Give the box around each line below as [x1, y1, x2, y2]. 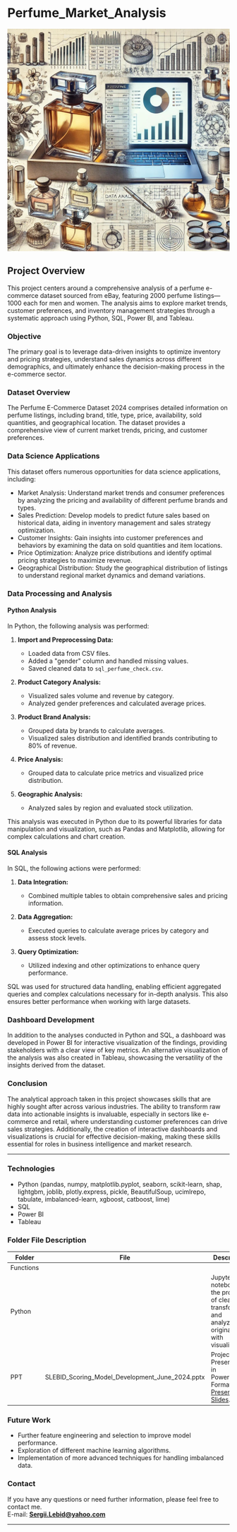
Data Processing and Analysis [7, 588, 113, 598]
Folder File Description [7, 1235, 87, 1245]
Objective [7, 331, 42, 341]
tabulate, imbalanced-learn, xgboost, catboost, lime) [17, 1195, 171, 1203]
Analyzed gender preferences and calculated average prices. [28, 699, 207, 707]
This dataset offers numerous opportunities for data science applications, [7, 467, 221, 476]
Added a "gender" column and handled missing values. [28, 657, 189, 665]
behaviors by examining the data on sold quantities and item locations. [17, 541, 223, 549]
